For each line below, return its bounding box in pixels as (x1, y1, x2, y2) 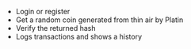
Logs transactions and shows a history (15, 32, 143, 41)
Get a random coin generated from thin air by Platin (15, 15, 184, 24)
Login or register (15, 7, 71, 16)
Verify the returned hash (15, 24, 96, 32)
